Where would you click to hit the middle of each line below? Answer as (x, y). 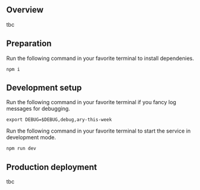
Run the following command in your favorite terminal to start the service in (98, 131)
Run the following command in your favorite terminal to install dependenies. (100, 58)
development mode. (31, 137)
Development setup (44, 88)
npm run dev (21, 149)
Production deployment (52, 167)
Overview (25, 10)
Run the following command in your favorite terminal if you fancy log (91, 102)
